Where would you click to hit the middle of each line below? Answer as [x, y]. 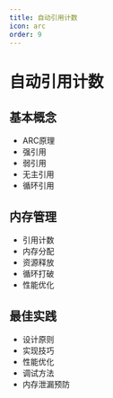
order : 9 [26, 34]
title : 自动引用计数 [43, 18]
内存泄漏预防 [46, 384]
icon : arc [28, 26]
